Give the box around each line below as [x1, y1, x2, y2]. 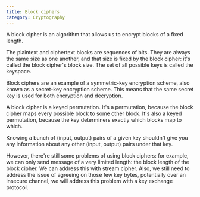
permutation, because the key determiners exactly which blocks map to [6, 116, 182, 123]
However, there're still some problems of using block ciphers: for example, [6, 152, 189, 159]
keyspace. [6, 67, 32, 75]
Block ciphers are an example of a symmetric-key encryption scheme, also [6, 79, 190, 87]
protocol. [6, 183, 29, 191]
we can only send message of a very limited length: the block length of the [6, 158, 189, 165]
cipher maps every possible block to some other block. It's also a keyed [6, 110, 182, 117]
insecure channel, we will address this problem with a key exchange [6, 177, 173, 184]
